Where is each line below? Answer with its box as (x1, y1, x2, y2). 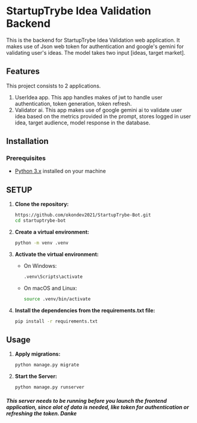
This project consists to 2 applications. (6, 82, 101, 89)
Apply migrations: (14, 350, 61, 358)
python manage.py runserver (14, 384, 85, 390)
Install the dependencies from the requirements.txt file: (14, 306, 155, 314)
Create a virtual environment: (14, 228, 89, 236)
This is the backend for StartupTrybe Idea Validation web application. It (6, 36, 180, 43)
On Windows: (23, 262, 57, 269)
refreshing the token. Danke (6, 409, 77, 417)
